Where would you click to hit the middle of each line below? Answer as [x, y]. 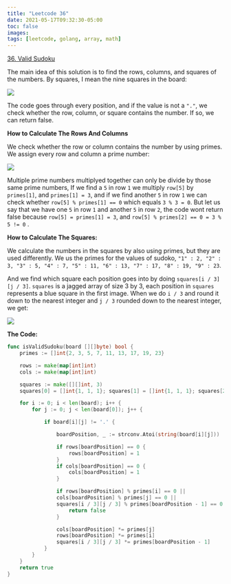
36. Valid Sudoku [31, 58]
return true [36, 567]
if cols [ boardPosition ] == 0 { [101, 466]
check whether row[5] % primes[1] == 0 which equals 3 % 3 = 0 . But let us [114, 202]
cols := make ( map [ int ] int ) [58, 372]
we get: [18, 308]
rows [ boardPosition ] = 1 [104, 453]
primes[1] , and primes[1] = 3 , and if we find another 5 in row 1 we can [107, 195]
